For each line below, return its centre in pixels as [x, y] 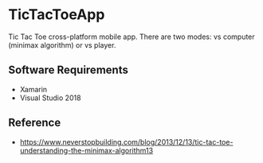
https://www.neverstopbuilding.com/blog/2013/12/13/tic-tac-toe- [126, 142]
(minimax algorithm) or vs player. [62, 45]
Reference [35, 123]
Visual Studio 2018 [50, 98]
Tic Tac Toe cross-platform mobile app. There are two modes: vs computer [131, 37]
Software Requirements [69, 70]
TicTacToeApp [57, 15]
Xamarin [33, 89]
